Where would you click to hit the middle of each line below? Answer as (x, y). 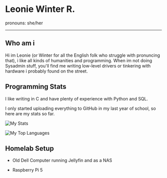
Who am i (20, 43)
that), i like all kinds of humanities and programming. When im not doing (79, 60)
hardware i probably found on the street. (46, 71)
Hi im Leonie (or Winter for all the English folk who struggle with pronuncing (83, 55)
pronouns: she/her (24, 23)
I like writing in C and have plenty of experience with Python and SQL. (77, 98)
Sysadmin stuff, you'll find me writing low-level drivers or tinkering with (78, 66)
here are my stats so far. (30, 113)
